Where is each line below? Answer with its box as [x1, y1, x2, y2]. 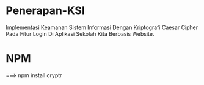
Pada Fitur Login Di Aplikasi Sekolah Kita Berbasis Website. [5, 30, 155, 37]
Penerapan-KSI [5, 4, 85, 18]
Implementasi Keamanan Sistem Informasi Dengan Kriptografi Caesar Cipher [5, 24, 199, 31]
